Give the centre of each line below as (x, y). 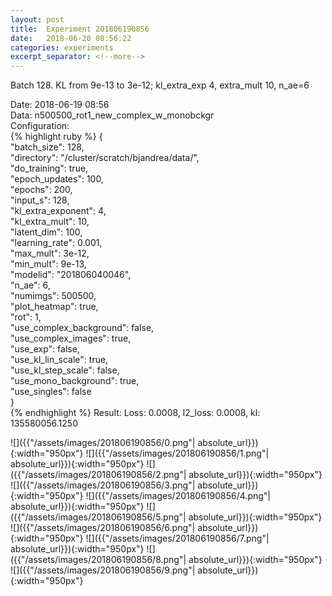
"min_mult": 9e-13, (48, 264)
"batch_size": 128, (47, 147)
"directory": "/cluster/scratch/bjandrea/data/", (105, 158)
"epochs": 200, (41, 190)
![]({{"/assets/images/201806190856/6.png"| (103, 528)
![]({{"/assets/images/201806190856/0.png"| (103, 443)
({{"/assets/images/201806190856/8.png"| (98, 560)
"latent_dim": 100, (46, 232)
